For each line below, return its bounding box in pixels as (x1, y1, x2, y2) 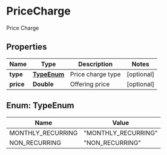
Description (78, 59, 113, 68)
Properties (6, 42, 47, 52)
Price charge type (70, 70, 121, 78)
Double (32, 80, 54, 88)
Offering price (70, 80, 110, 88)
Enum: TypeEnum (6, 101, 74, 111)
